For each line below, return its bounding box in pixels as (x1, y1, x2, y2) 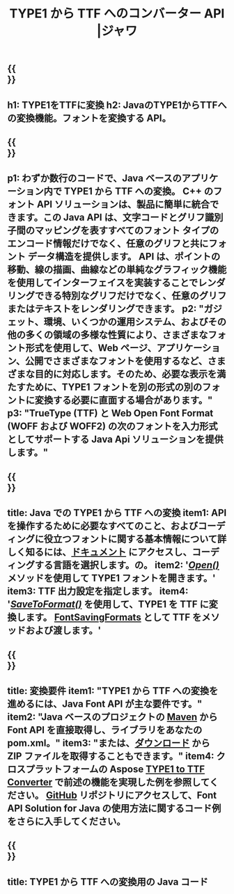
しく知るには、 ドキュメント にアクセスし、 (7, 547, 192, 558)
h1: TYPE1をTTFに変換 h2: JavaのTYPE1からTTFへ (7, 99, 227, 111)
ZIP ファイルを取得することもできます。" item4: (7, 750, 214, 762)
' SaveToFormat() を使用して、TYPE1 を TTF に (7, 599, 209, 611)
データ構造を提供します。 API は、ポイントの (27, 251, 221, 262)
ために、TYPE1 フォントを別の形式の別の (25, 382, 203, 393)
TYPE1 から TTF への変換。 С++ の (63, 185, 214, 198)
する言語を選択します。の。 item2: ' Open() (34, 559, 219, 571)
